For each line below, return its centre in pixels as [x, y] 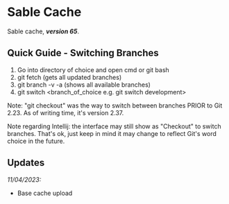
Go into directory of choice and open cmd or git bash [93, 69]
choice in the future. [36, 141]
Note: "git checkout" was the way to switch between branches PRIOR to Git [115, 105]
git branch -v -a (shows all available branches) [84, 85]
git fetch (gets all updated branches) [69, 77]
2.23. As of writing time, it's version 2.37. [66, 112]
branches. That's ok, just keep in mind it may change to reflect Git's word [112, 133]
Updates [26, 163]
